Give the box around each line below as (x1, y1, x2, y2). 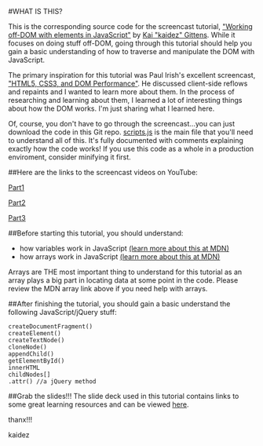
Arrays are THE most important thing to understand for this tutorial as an (8, 267, 243, 276)
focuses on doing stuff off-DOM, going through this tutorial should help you (8, 38, 253, 48)
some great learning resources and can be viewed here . (8, 400, 189, 409)
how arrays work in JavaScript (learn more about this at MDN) (19, 252, 221, 261)
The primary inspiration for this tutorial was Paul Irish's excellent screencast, (8, 71, 256, 79)
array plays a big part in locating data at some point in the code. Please (8, 276, 239, 285)
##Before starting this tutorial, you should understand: (8, 228, 184, 238)
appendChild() (8, 350, 55, 358)
